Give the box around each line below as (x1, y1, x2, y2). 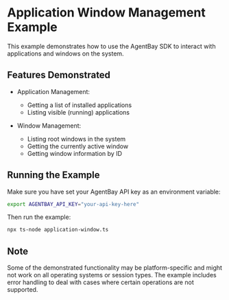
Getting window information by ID (27, 149, 122, 157)
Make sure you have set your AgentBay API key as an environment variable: (7, 187, 221, 196)
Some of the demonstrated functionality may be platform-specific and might (7, 264, 223, 272)
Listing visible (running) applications (27, 108, 130, 116)
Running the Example (7, 170, 101, 181)
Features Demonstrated (7, 69, 111, 81)
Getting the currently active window (27, 142, 129, 150)
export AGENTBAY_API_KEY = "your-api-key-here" (7, 200, 139, 207)
